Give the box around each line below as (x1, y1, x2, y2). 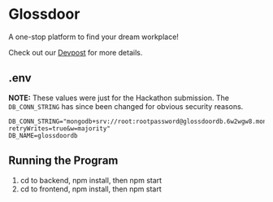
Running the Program (8, 154, 119, 168)
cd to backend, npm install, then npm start (19, 175, 162, 185)
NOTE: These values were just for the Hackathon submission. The (8, 93, 230, 103)
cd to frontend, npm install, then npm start (19, 184, 162, 194)
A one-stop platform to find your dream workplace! (8, 32, 179, 42)
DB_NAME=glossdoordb (8, 131, 79, 139)
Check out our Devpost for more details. (8, 47, 143, 57)
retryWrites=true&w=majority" (8, 124, 111, 133)
